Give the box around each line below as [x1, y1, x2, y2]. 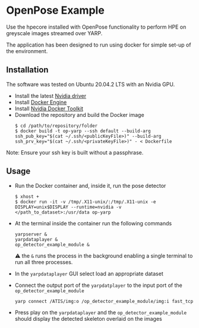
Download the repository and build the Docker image [14, 111, 144, 118]
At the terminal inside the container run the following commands [14, 219, 172, 227]
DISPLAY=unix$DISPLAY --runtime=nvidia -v [14, 204, 122, 210]
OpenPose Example [6, 4, 105, 17]
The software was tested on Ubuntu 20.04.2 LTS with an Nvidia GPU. [6, 81, 175, 88]
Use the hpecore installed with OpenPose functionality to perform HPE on [6, 23, 187, 30]
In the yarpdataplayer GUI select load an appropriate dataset [14, 270, 163, 277]
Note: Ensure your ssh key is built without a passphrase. [6, 148, 144, 156]
